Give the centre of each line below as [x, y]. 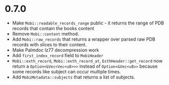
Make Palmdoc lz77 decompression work [56, 50]
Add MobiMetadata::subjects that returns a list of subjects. [74, 77]
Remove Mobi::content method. [46, 34]
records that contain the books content [53, 28]
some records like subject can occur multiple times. [66, 71]
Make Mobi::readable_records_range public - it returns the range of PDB [88, 23]
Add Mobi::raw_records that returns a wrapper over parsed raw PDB [84, 39]
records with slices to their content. [50, 44]
